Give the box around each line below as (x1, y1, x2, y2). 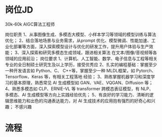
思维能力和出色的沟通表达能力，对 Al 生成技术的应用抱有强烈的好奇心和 (9, 97, 151, 104)
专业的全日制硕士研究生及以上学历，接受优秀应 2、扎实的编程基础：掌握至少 (5, 61, 157, 68)
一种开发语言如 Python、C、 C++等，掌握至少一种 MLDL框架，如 (5, 68, 135, 73)
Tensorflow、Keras (5, 73, 44, 80)
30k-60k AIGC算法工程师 (5, 21, 55, 27)
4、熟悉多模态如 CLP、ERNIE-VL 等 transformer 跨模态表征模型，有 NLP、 (5, 85, 154, 92)
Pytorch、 (136, 68, 156, 73)
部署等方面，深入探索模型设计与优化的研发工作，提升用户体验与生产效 (13, 43, 153, 49)
